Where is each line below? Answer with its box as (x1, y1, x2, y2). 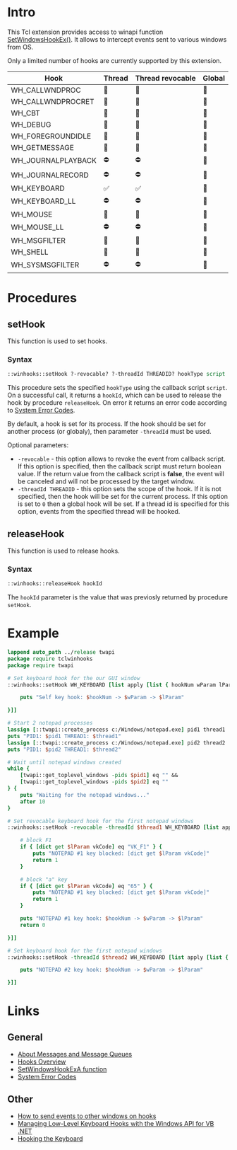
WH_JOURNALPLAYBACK (11, 156, 97, 166)
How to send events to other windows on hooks (17, 1112, 157, 1120)
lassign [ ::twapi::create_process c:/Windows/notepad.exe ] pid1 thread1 (7, 726, 226, 733)
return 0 (20, 921, 46, 928)
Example (7, 626, 59, 641)
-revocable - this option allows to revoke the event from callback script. (17, 454, 226, 464)
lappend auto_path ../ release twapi (7, 649, 115, 656)
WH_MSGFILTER (11, 235, 66, 245)
